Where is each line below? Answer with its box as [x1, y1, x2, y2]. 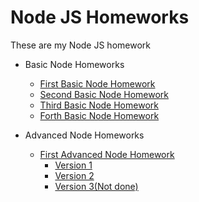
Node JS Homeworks [10, 6, 190, 29]
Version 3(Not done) [54, 180, 139, 192]
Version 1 [54, 159, 93, 171]
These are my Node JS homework [10, 39, 151, 51]
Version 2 [54, 169, 95, 181]
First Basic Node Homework [39, 77, 156, 90]
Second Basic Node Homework [39, 88, 170, 100]
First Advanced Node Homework [39, 148, 175, 160]
